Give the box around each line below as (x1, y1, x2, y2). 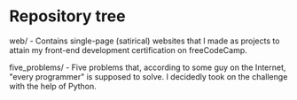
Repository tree (9, 6, 126, 27)
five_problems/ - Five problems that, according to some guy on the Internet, (9, 62, 286, 73)
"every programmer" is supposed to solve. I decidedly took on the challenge (9, 71, 288, 81)
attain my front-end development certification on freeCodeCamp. (9, 44, 248, 55)
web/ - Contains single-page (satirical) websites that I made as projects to (9, 35, 280, 46)
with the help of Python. (9, 81, 98, 91)
